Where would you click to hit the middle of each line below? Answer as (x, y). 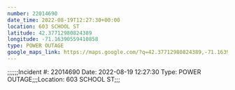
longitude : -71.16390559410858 (53, 39)
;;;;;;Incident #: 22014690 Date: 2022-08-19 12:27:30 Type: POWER (104, 72)
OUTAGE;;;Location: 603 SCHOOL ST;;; (64, 79)
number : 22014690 (33, 13)
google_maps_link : (34, 53)
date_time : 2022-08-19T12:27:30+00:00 (64, 20)
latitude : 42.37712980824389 (50, 33)
